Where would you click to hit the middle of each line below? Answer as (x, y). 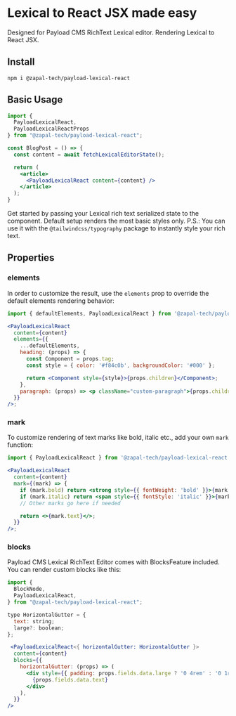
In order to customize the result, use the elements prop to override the (108, 293)
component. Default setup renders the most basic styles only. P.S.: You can (117, 221)
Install (21, 62)
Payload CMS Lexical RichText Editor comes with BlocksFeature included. (113, 562)
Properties (31, 258)
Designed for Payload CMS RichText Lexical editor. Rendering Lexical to (111, 32)
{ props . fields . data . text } (71, 679)
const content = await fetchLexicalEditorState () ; (89, 155)
